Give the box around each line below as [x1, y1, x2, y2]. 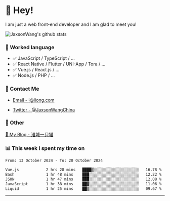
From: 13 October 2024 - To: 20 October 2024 [5, 158, 103, 164]
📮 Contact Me [5, 86, 39, 93]
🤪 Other [5, 119, 24, 126]
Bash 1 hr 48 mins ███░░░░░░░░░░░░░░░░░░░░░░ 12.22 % [5, 172, 162, 177]
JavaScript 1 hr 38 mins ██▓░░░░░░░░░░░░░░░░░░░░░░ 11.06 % [5, 181, 162, 186]
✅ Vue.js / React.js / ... [12, 67, 60, 73]
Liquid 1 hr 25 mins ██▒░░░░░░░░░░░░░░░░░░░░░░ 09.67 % [5, 186, 162, 191]
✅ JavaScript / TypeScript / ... [12, 55, 75, 61]
